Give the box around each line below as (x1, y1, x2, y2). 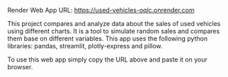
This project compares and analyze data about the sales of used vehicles (7, 20, 221, 27)
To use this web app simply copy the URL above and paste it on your (7, 55, 207, 64)
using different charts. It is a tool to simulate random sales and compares (7, 27, 220, 35)
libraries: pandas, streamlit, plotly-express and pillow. (7, 42, 163, 50)
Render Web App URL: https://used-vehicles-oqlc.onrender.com (7, 6, 195, 14)
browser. (7, 63, 33, 71)
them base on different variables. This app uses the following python (7, 34, 207, 43)
